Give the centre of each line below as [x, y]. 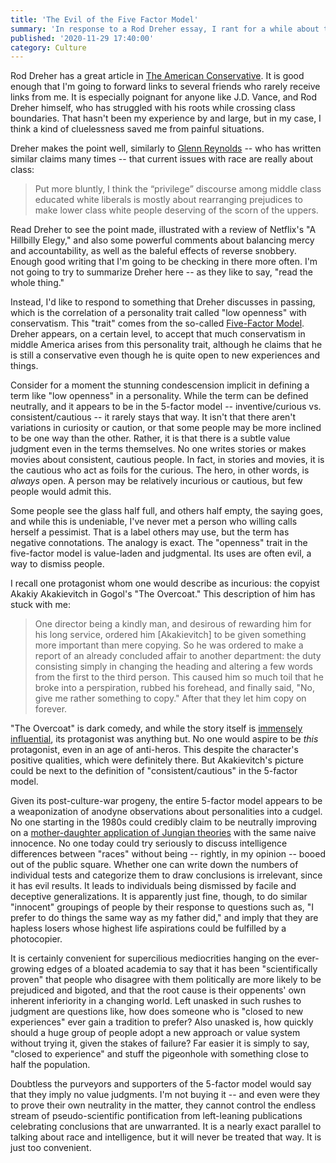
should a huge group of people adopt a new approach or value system [155, 1033]
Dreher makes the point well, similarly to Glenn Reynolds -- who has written [166, 148]
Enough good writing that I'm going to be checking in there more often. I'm [164, 262]
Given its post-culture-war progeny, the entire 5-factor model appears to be [166, 801]
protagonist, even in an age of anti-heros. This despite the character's [154, 750]
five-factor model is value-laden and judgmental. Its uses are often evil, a [161, 553]
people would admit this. [61, 492]
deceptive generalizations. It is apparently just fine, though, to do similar [159, 897]
